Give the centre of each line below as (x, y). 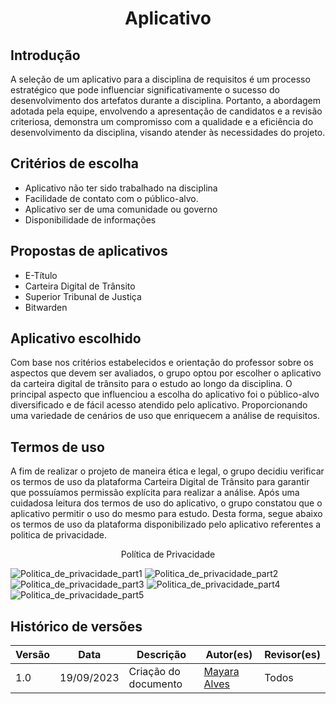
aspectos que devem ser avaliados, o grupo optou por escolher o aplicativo (166, 373)
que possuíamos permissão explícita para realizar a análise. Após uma (155, 493)
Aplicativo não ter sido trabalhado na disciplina (121, 188)
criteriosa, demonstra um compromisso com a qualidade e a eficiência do (162, 121)
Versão (33, 655)
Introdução (45, 55)
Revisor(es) (292, 655)
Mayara (221, 672)
